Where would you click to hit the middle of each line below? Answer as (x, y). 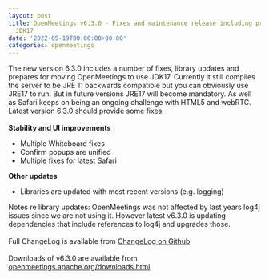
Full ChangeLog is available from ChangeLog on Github (99, 241)
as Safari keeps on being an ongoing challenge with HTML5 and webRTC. (130, 103)
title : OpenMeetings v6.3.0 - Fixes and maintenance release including (130, 23)
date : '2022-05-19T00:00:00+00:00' (68, 38)
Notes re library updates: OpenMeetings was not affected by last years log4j (134, 207)
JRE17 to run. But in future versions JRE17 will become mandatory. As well (130, 94)
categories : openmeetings (51, 46)
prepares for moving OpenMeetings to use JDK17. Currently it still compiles (132, 77)
